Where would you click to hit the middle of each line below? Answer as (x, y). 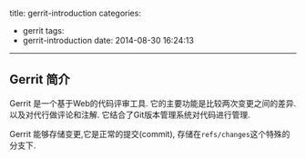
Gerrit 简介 (40, 79)
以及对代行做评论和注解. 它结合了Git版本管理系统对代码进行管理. (130, 114)
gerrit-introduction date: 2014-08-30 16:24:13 (108, 40)
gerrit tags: (43, 30)
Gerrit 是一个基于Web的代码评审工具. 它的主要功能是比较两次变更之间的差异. (153, 103)
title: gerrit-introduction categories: (75, 13)
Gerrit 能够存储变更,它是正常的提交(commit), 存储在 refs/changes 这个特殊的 (150, 134)
